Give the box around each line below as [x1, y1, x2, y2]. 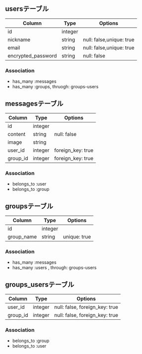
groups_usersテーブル [5, 280, 74, 289]
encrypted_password [7, 52, 57, 59]
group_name [7, 234, 37, 240]
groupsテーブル [5, 202, 53, 210]
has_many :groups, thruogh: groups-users [12, 84, 99, 90]
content [7, 130, 26, 137]
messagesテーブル [5, 99, 63, 108]
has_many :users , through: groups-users [12, 265, 97, 271]
